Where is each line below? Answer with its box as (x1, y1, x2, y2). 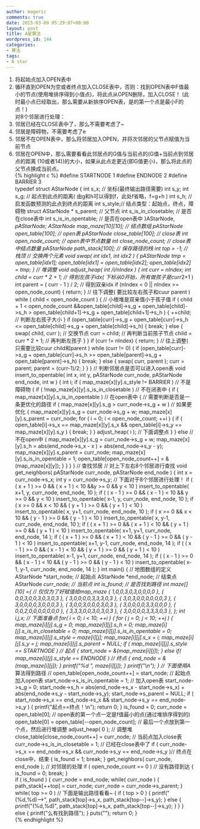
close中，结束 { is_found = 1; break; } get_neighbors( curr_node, (14, 755, 173, 762)
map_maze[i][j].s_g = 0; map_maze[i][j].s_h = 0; (14, 621, 134, 628)
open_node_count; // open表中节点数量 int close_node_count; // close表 (14, 237, 191, 244)
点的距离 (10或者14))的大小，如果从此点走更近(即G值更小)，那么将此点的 (14, 157, 192, 164)
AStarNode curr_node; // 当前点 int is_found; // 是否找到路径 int (14, 580, 170, 587)
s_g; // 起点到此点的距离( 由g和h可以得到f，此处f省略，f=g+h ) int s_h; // (14, 192, 192, 200)
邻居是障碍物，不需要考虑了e (14, 127, 86, 135)
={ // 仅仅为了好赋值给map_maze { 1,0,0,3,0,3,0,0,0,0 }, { (26, 588, 164, 595)
